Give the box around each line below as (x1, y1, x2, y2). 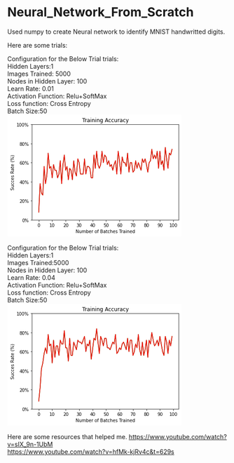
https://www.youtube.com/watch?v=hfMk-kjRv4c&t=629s (7, 447, 175, 456)
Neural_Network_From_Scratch (7, 4, 194, 20)
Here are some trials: (7, 41, 68, 49)
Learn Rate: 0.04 (7, 273, 56, 281)
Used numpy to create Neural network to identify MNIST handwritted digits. (7, 27, 226, 36)
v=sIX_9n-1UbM (7, 440, 53, 448)
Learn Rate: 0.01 (7, 84, 54, 93)
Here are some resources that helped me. (7, 432, 128, 441)
